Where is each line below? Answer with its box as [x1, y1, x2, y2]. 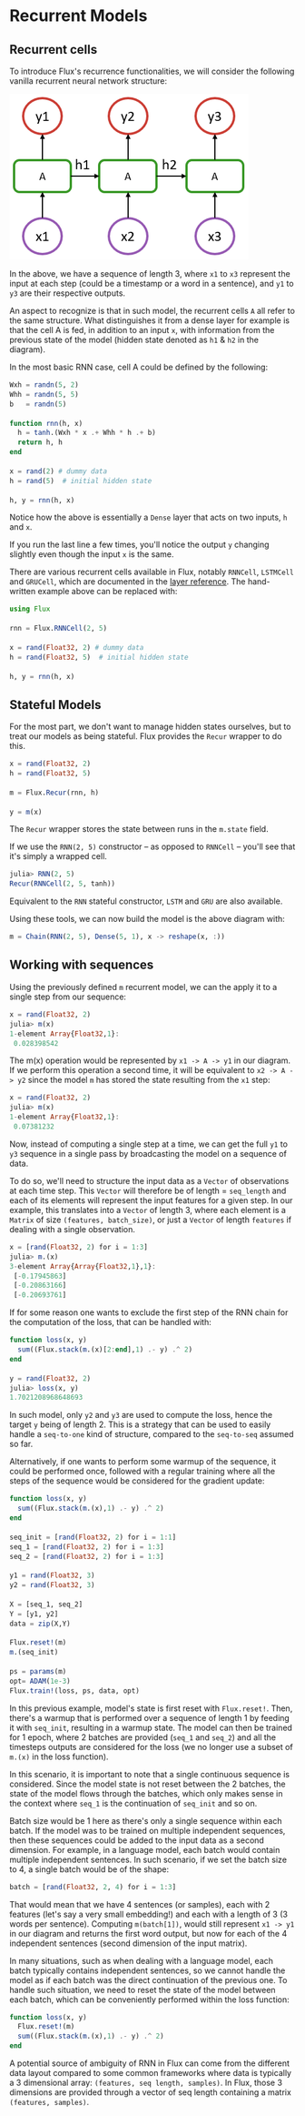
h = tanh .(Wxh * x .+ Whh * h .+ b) [17, 429, 156, 438]
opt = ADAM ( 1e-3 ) [9, 1676, 71, 1686]
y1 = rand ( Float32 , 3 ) [9, 1571, 95, 1580]
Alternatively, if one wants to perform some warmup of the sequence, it [9, 1456, 277, 1467]
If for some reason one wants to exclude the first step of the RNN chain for [9, 1307, 289, 1318]
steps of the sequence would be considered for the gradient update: [9, 1475, 265, 1486]
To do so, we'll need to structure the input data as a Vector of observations [9, 1175, 290, 1186]
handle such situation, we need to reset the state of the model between [9, 1984, 276, 1995]
